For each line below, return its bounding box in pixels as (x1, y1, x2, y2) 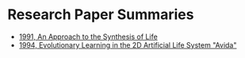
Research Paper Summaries (7, 6, 194, 24)
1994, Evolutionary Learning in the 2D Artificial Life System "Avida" (18, 40, 237, 49)
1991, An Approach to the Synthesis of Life (18, 32, 158, 41)
